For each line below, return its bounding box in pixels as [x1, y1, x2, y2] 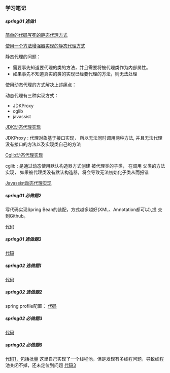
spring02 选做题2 [5, 289, 43, 295]
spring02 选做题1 [5, 262, 42, 269]
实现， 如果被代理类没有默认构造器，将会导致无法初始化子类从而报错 [5, 169, 149, 175]
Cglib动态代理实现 [5, 152, 43, 158]
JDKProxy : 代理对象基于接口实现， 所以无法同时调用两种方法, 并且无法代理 [5, 135, 162, 141]
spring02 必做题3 [5, 315, 43, 322]
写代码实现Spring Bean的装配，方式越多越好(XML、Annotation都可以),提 [5, 206, 157, 212]
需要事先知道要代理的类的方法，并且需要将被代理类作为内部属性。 [12, 64, 151, 70]
